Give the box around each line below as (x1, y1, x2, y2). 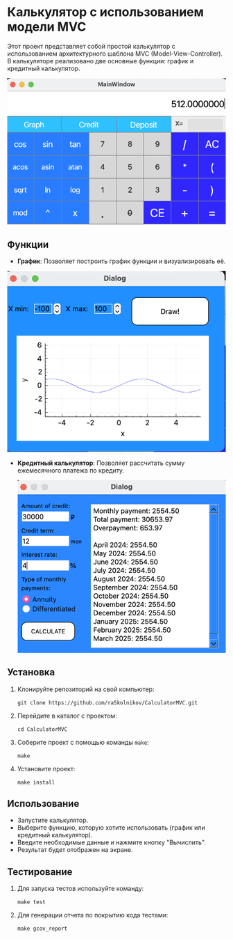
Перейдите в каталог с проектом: (17, 711, 118, 720)
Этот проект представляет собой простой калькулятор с (7, 42, 175, 50)
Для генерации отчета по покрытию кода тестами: (17, 911, 169, 920)
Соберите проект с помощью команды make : (17, 738, 149, 746)
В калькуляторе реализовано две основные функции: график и (7, 56, 194, 65)
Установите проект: (17, 764, 76, 773)
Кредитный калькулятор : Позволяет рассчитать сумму (17, 459, 185, 467)
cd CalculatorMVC (17, 725, 68, 733)
